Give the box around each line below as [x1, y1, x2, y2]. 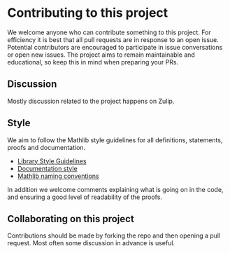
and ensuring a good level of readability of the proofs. [7, 193, 163, 201]
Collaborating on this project [7, 212, 134, 225]
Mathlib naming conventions [17, 172, 99, 180]
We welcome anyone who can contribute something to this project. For [7, 28, 211, 36]
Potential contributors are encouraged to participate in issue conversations [7, 43, 223, 51]
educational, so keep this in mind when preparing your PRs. [7, 57, 179, 66]
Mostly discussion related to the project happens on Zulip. [7, 97, 175, 105]
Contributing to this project [7, 5, 168, 21]
